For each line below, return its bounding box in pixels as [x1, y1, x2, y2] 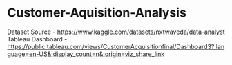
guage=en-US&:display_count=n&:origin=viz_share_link [7, 50, 165, 58]
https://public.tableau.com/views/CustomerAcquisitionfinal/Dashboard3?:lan [7, 42, 225, 50]
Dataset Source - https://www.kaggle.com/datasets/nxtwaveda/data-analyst [7, 28, 225, 36]
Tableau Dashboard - [7, 35, 68, 43]
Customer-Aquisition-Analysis [7, 5, 186, 21]
